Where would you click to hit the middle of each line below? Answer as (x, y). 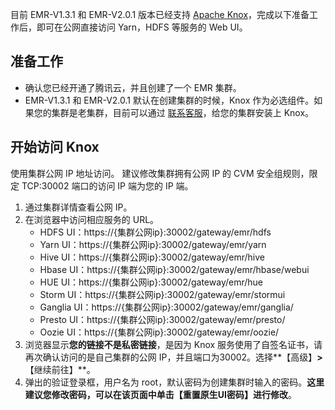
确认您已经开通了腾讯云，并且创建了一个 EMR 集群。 (133, 87)
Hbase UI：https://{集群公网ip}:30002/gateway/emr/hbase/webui (174, 269)
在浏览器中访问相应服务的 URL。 (92, 219)
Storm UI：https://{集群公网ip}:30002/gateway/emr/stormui (162, 294)
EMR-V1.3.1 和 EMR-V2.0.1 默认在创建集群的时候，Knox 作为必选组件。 (169, 100)
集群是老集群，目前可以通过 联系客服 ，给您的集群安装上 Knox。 (183, 112)
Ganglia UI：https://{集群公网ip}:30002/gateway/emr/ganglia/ (166, 307)
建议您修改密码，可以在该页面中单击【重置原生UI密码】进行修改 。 (160, 394)
